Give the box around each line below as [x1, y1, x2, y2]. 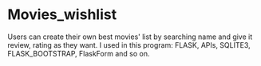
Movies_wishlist [7, 6, 117, 24]
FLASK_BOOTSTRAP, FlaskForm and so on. [7, 49, 150, 58]
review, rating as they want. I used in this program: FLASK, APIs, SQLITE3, [7, 40, 251, 49]
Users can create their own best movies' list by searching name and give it [7, 32, 253, 41]
